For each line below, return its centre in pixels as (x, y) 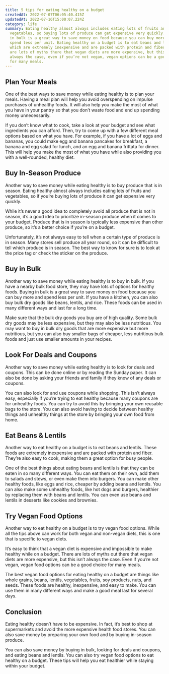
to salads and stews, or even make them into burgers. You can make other (82, 479)
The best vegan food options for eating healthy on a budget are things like (82, 575)
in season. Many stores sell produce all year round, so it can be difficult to (82, 242)
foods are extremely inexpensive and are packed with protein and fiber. (79, 453)
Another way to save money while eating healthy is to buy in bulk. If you (80, 281)
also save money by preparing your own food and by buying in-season (78, 634)
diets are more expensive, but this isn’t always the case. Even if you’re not (82, 560)
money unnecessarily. (28, 115)
